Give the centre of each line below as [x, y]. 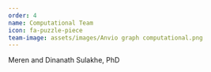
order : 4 [23, 15]
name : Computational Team [51, 23]
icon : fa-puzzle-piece [45, 30]
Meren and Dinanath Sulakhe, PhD [64, 60]
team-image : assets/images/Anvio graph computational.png [105, 38]
